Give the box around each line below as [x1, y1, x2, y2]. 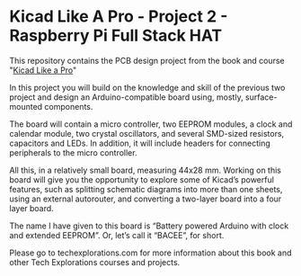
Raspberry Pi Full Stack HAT [9, 25, 223, 46]
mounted [9, 101, 43, 111]
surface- [245, 92, 278, 102]
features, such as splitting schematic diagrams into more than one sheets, [9, 183, 283, 194]
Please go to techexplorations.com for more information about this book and [9, 247, 292, 258]
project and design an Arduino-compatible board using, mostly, [9, 92, 244, 102]
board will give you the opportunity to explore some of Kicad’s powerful [9, 174, 274, 185]
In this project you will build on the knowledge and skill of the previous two [9, 82, 286, 93]
